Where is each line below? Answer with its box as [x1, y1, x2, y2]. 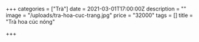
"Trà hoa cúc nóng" [5, 18, 56, 25]
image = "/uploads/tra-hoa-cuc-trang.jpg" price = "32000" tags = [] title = [5, 12, 194, 19]
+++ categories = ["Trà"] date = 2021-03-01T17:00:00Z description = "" [5, 5, 187, 12]
